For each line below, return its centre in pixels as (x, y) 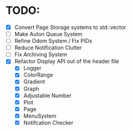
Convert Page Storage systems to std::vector (70, 27)
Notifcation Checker (48, 123)
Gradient (34, 81)
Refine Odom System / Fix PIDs (53, 41)
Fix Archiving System (41, 54)
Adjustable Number (47, 95)
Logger (32, 68)
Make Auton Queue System (48, 34)
